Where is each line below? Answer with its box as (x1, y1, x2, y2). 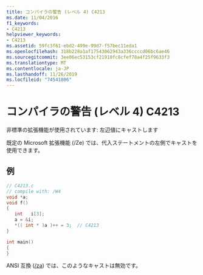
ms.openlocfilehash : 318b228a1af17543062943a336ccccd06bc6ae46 (6, 49, 170, 55)
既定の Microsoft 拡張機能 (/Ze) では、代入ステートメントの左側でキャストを (6, 139, 198, 147)
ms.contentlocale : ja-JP (6, 65, 69, 72)
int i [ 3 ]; (14, 211, 45, 217)
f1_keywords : (6, 20, 40, 26)
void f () (6, 200, 29, 206)
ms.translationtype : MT (6, 60, 67, 66)
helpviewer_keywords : (6, 32, 61, 38)
